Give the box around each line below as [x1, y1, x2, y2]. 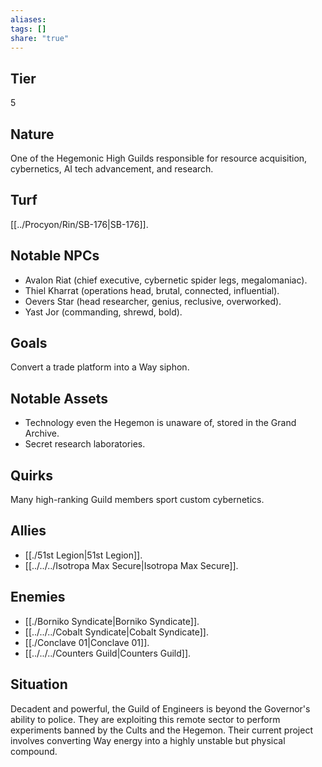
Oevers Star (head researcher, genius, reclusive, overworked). [24, 295, 282, 307]
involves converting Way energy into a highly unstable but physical [10, 734, 286, 746]
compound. [10, 745, 58, 757]
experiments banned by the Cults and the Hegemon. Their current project [10, 724, 313, 736]
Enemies [10, 589, 66, 606]
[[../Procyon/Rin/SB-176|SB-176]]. [10, 218, 149, 230]
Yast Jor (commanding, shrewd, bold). [24, 306, 183, 318]
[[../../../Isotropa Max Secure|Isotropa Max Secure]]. [24, 559, 239, 571]
